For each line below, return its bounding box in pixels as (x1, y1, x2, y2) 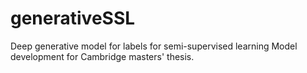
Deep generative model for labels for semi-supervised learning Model (10, 40, 298, 52)
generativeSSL (10, 7, 136, 30)
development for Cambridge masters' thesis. (10, 50, 195, 62)
